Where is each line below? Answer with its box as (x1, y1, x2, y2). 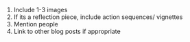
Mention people (13, 20, 58, 28)
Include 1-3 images (13, 6, 68, 14)
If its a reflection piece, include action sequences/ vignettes (13, 13, 183, 21)
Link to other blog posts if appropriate (13, 27, 121, 35)
